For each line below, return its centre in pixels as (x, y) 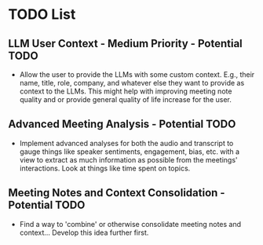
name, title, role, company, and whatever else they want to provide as (132, 83)
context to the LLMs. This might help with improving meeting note (126, 91)
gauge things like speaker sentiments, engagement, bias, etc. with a (130, 152)
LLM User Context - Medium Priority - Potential (126, 44)
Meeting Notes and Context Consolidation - (117, 193)
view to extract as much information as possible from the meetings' (128, 159)
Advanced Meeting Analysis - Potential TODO (122, 124)
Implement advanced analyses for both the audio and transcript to (126, 143)
